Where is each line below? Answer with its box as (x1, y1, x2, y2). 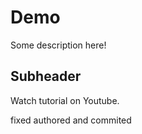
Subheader (10, 68, 82, 85)
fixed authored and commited (10, 114, 132, 126)
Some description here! (10, 39, 107, 51)
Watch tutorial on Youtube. (10, 94, 120, 106)
